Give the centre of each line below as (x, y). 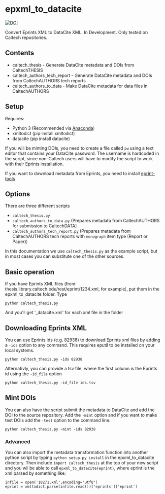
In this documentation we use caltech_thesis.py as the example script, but (81, 251)
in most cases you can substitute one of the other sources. (65, 256)
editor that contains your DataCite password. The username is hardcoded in (82, 153)
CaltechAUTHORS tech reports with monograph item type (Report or (80, 236)
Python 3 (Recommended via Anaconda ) (53, 128)
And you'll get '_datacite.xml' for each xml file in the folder (64, 313)
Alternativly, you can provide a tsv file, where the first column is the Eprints (81, 369)
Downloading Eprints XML (46, 328)
